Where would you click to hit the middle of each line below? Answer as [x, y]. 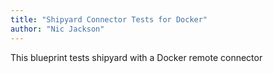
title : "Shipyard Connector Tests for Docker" [109, 19]
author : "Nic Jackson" [57, 29]
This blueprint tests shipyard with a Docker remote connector [136, 57]
